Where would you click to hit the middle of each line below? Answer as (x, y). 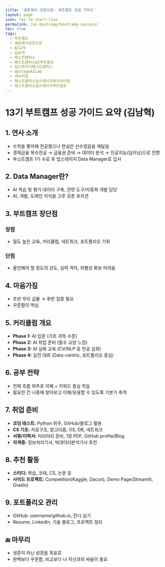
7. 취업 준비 (22, 410)
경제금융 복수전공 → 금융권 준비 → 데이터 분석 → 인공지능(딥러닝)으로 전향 (86, 152)
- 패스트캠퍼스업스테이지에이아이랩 (40, 81)
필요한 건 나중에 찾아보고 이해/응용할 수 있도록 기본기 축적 (70, 392)
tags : (11, 34)
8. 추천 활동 (22, 460)
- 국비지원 (19, 76)
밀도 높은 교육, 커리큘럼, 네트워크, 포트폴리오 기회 (61, 241)
